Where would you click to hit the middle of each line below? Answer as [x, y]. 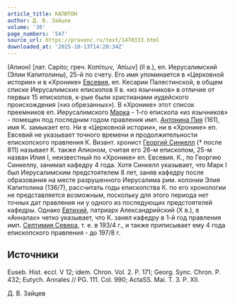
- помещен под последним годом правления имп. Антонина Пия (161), [114, 120]
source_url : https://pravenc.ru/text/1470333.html [84, 40]
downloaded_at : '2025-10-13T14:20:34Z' [66, 47]
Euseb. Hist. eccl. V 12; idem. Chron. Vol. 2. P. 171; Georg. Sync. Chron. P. [114, 272]
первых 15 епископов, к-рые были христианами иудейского [98, 97]
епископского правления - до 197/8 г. [64, 232]
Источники [33, 255]
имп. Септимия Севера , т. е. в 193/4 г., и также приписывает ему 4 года [116, 225]
